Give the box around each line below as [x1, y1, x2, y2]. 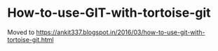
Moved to [7, 28, 35, 36]
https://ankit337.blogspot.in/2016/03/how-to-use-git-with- [36, 28, 205, 36]
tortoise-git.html [7, 35, 54, 43]
